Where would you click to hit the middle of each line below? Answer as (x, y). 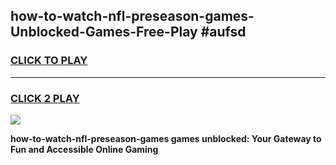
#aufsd (223, 32)
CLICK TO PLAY (49, 61)
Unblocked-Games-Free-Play (104, 32)
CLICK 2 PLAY (45, 98)
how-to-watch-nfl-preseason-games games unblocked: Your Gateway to (166, 138)
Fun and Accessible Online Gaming (84, 149)
